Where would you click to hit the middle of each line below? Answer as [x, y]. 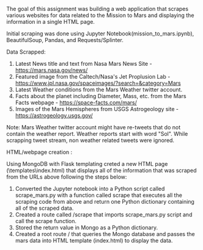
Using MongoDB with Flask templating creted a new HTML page [87, 164]
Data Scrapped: [26, 52]
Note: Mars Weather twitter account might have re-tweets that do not [94, 127]
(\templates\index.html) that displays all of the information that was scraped [102, 170]
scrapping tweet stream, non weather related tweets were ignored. [90, 140]
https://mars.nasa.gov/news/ [51, 70]
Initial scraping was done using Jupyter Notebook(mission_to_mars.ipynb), [100, 34]
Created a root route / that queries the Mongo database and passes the [105, 234]
